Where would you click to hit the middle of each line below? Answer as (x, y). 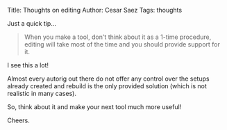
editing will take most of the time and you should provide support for (122, 44)
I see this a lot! (28, 65)
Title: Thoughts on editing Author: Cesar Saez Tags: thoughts (95, 10)
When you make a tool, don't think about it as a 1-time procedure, (118, 37)
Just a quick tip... (32, 23)
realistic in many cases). (42, 94)
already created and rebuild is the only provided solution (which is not (107, 86)
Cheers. (18, 120)
